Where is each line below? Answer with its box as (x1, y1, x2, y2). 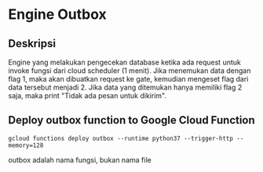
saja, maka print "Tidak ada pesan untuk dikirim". (8, 91, 167, 100)
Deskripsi (8, 37, 57, 50)
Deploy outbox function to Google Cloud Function (8, 114, 255, 127)
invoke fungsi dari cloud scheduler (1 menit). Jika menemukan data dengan (8, 66, 251, 75)
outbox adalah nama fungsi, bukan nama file (8, 155, 152, 164)
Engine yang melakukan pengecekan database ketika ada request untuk (8, 57, 241, 67)
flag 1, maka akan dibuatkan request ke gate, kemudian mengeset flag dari (8, 75, 249, 83)
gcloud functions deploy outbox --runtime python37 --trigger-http (8, 134, 234, 142)
